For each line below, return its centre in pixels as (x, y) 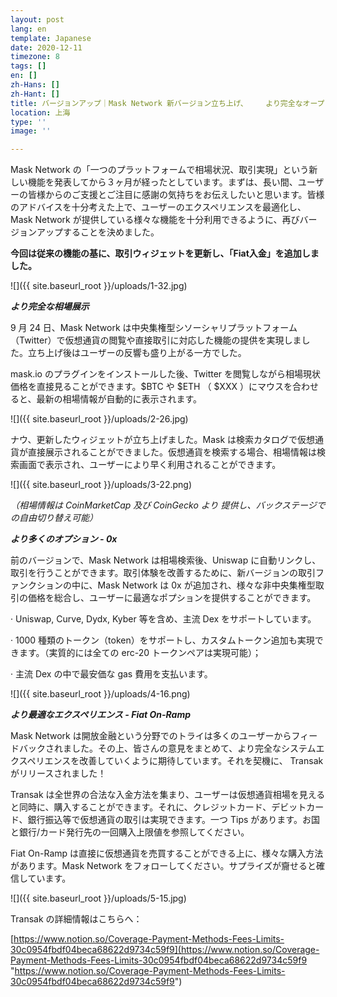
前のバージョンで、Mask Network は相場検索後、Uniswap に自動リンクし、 (166, 560)
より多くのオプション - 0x (64, 539)
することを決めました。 (111, 232)
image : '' (31, 131)
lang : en (28, 29)
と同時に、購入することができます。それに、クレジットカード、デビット (158, 807)
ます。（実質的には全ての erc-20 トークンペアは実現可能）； (140, 653)
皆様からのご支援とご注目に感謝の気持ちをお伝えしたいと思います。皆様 (176, 195)
